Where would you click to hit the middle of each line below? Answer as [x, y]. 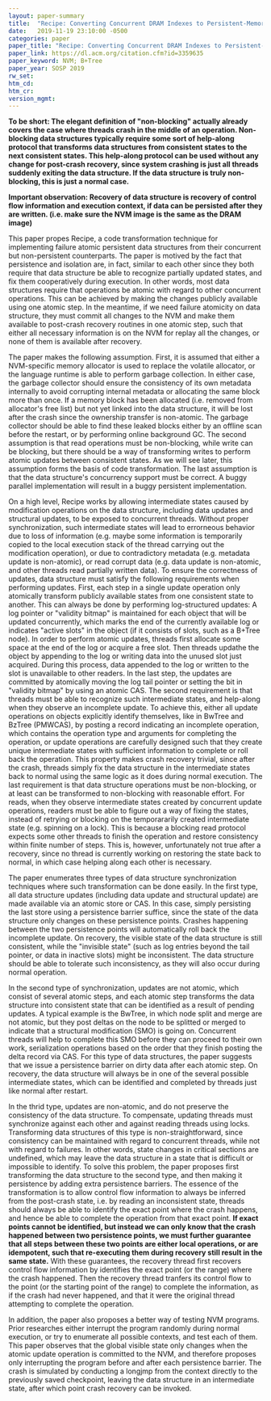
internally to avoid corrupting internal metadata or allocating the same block [134, 392]
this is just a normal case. [85, 182]
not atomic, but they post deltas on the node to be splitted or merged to [127, 1022]
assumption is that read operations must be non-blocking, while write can [131, 443]
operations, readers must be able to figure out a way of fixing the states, [128, 811]
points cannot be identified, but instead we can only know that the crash [132, 1227]
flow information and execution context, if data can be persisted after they [135, 206]
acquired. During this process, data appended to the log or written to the [129, 665]
